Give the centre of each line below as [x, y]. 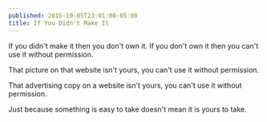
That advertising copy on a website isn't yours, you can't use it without [125, 85]
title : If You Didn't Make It [59, 23]
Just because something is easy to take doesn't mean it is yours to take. [127, 109]
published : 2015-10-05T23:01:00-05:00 [73, 16]
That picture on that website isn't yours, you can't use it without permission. [133, 69]
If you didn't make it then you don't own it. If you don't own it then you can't [133, 45]
